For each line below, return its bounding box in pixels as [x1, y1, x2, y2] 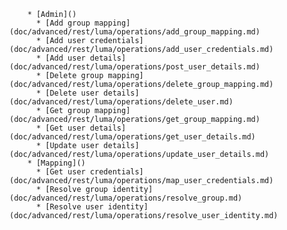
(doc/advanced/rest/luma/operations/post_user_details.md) [9, 62, 261, 72]
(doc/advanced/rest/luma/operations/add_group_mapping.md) [9, 27, 261, 37]
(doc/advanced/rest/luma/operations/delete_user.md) [9, 97, 234, 107]
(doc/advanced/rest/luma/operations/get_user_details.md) [9, 132, 256, 142]
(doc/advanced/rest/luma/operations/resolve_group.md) [9, 193, 243, 203]
